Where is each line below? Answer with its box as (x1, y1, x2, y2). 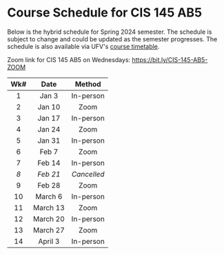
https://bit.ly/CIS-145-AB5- (132, 55, 208, 63)
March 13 (33, 203, 65, 212)
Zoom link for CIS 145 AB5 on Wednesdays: (7, 55, 131, 63)
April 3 (37, 236, 60, 246)
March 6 (35, 192, 63, 201)
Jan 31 (37, 136, 61, 145)
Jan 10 (37, 102, 61, 112)
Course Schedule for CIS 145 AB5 (7, 5, 202, 21)
